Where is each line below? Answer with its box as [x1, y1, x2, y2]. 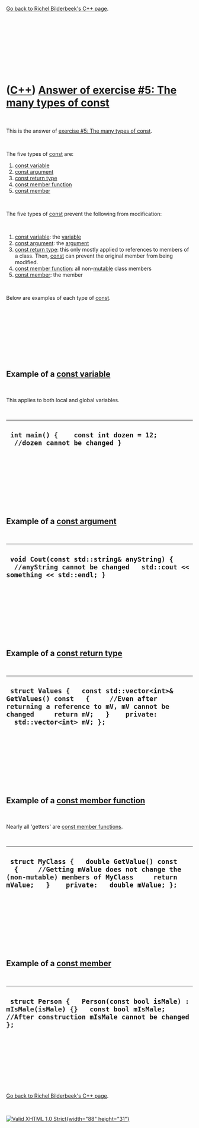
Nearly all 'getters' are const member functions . [6, 823, 123, 830]
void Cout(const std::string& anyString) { [9, 554, 174, 563]
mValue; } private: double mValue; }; [6, 881, 178, 889]
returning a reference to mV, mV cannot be [6, 702, 170, 711]
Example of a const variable [6, 369, 111, 380]
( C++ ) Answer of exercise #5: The [6, 83, 177, 97]
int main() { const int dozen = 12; [9, 431, 158, 440]
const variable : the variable [14, 233, 82, 240]
